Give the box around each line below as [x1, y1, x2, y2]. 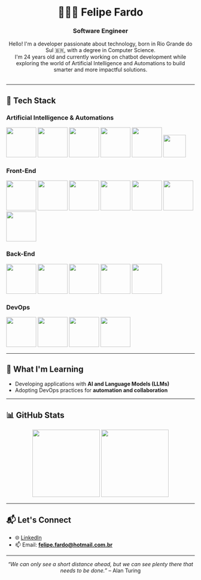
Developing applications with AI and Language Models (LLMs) [14, 380, 170, 387]
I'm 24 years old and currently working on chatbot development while [14, 53, 187, 60]
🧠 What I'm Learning [6, 365, 84, 375]
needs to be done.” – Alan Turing [60, 567, 141, 574]
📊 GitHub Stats [6, 410, 65, 421]
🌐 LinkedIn [14, 534, 42, 541]
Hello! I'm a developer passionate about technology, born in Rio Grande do [8, 40, 193, 47]
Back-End [6, 250, 35, 258]
